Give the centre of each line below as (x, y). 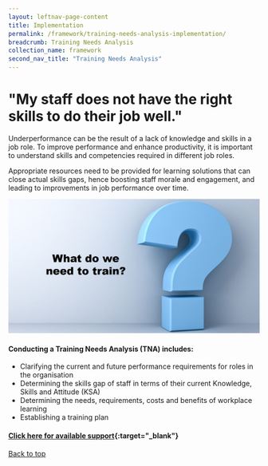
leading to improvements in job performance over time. (99, 188)
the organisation (47, 375)
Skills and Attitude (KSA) (60, 392)
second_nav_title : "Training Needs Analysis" (85, 59)
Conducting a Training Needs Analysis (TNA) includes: (101, 349)
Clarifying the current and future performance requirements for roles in (136, 366)
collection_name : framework (55, 51)
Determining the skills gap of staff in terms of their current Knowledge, (136, 384)
